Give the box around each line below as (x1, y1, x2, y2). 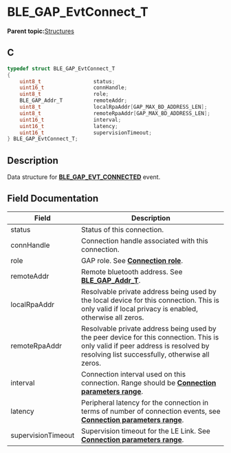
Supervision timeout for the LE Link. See (81, 426, 211, 436)
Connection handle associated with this (81, 235, 208, 245)
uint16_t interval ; (19, 116, 122, 123)
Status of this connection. (81, 224, 164, 234)
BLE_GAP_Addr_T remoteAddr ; (19, 97, 128, 104)
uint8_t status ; (19, 78, 115, 85)
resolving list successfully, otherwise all (81, 349, 210, 359)
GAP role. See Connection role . (81, 255, 184, 265)
